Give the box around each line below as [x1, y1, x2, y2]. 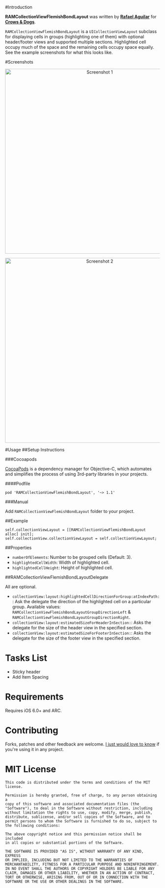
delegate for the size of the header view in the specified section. [12, 625, 143, 630]
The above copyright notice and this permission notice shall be [5, 831, 141, 837]
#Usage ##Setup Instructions [5, 447, 65, 452]
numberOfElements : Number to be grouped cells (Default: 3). [12, 554, 133, 560]
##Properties [5, 545, 32, 550]
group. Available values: [12, 604, 61, 610]
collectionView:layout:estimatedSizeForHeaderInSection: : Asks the [12, 619, 151, 625]
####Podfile [5, 480, 30, 486]
